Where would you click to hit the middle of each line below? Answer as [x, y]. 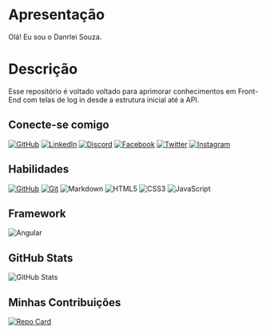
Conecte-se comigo [59, 125]
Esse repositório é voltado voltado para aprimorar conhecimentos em [122, 91]
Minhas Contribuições [65, 302]
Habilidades [39, 169]
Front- [248, 91]
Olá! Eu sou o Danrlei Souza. [55, 37]
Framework [37, 213]
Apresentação [57, 15]
